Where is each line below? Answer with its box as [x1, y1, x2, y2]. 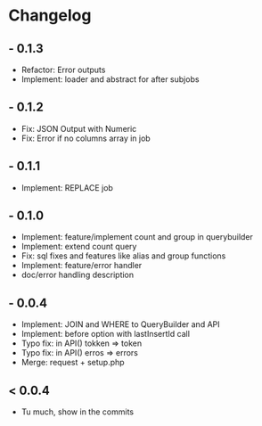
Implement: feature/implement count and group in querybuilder [20, 232, 253, 242]
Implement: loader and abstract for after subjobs [20, 74, 200, 85]
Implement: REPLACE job [20, 182, 113, 193]
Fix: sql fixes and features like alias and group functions [20, 250, 226, 261]
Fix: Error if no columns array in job [20, 133, 151, 143]
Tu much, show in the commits [20, 406, 135, 417]
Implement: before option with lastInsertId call [20, 329, 191, 340]
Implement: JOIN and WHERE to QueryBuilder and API [20, 319, 220, 330]
